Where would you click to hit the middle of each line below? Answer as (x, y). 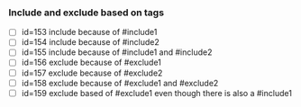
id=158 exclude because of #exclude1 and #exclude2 (120, 83)
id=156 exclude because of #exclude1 (91, 62)
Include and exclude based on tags (86, 13)
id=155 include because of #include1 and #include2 (117, 52)
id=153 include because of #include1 (89, 32)
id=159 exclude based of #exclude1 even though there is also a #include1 (156, 93)
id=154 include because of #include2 (90, 42)
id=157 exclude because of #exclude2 (92, 73)
